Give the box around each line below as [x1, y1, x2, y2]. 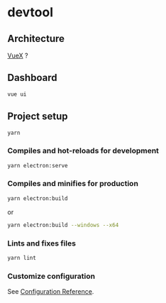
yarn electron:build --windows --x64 [7, 221, 119, 228]
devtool [7, 4, 54, 21]
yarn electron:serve [7, 162, 69, 169]
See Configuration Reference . [7, 287, 94, 296]
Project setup [7, 111, 69, 123]
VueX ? [7, 51, 28, 60]
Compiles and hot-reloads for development [7, 146, 160, 156]
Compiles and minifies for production [7, 179, 138, 189]
